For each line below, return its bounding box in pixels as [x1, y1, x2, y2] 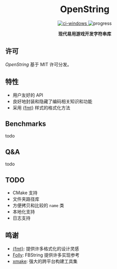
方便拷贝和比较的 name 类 [12, 202, 65, 208]
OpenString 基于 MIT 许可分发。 [5, 61, 72, 67]
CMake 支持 [12, 190, 38, 196]
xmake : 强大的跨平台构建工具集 [12, 258, 78, 264]
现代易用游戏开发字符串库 [58, 30, 111, 36]
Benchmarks [5, 119, 46, 128]
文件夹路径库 [12, 196, 39, 202]
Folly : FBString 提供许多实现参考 [12, 252, 80, 258]
